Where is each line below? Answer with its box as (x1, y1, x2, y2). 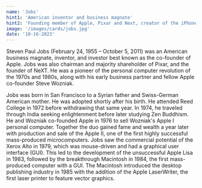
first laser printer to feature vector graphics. (6, 175, 115, 182)
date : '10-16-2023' (6, 31, 55, 37)
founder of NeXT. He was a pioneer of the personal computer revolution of (6, 67, 191, 74)
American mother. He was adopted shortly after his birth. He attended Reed (6, 98, 194, 105)
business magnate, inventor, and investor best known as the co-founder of (6, 54, 191, 61)
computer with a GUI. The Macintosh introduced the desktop (31, 162, 182, 169)
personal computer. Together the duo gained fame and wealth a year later (6, 124, 189, 131)
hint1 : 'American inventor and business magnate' (6, 14, 133, 20)
